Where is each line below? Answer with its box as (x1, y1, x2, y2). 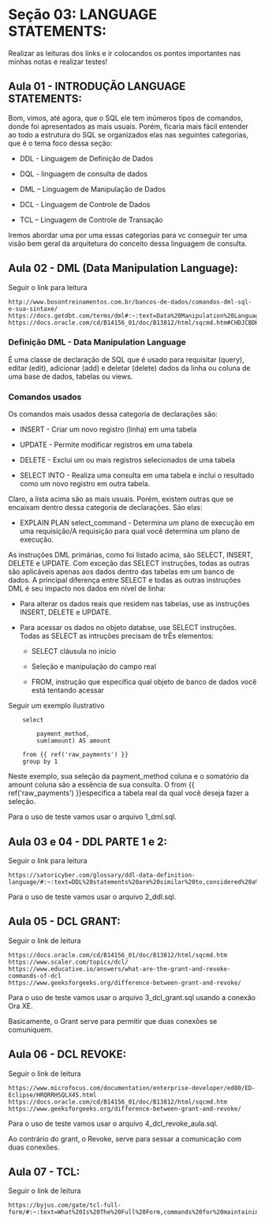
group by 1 (22, 757, 58, 766)
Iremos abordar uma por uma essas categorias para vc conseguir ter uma (8, 230, 248, 240)
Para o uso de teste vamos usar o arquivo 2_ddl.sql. (8, 892, 177, 901)
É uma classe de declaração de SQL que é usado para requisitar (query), (8, 354, 244, 364)
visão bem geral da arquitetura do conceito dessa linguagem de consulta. (8, 239, 248, 248)
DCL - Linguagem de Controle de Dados (19, 199, 151, 209)
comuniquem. (8, 1025, 53, 1034)
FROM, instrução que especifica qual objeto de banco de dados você (31, 678, 257, 687)
